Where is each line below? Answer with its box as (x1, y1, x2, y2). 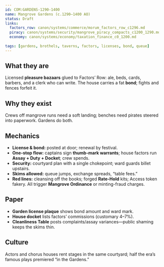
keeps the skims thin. (12, 224, 55, 230)
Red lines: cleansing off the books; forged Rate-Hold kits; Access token (12, 176, 157, 182)
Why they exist (5, 99, 52, 108)
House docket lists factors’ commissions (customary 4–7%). (12, 214, 134, 219)
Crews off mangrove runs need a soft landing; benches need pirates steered (5, 112, 159, 118)
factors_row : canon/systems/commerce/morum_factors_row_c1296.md (9, 25, 145, 30)
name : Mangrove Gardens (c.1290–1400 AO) (5, 12, 91, 17)
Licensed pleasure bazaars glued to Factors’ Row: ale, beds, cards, (5, 74, 142, 81)
